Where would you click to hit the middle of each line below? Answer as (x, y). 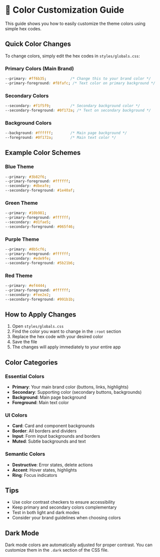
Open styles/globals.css (38, 326)
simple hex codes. (23, 28)
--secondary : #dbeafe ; (28, 186)
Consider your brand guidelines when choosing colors (66, 518)
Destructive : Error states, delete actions (53, 465)
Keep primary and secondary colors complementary (64, 507)
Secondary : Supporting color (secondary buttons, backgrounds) (77, 392)
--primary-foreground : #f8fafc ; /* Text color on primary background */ (80, 83)
